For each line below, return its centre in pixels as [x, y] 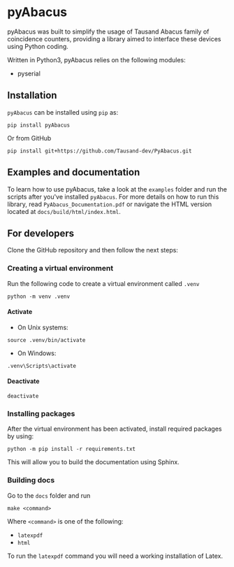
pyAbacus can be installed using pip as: [63, 112]
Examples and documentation [74, 172]
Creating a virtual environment [60, 268]
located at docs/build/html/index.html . [64, 211]
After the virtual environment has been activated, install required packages [115, 429]
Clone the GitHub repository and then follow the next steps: [93, 250]
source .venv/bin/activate [46, 340]
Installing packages [41, 414]
